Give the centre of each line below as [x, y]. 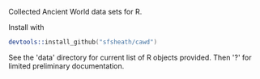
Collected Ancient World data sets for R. [75, 12]
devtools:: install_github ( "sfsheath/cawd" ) [83, 42]
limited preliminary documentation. [66, 66]
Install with [26, 27]
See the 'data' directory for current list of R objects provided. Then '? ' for [130, 57]
